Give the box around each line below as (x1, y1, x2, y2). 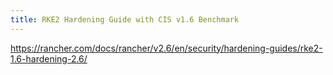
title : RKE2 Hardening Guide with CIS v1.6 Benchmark (10, 14, 240, 25)
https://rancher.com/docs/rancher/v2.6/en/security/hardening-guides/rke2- (10, 42, 323, 54)
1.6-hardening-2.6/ (10, 52, 88, 65)
